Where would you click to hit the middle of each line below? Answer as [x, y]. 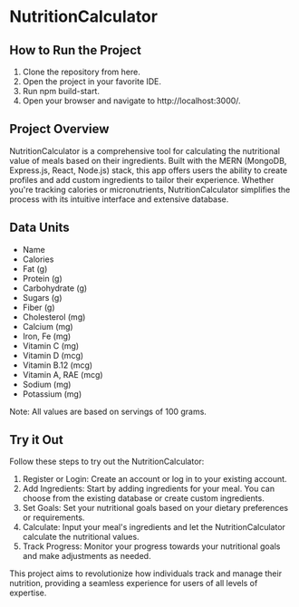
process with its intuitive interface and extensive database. [119, 199]
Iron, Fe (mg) [47, 336]
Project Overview [59, 129]
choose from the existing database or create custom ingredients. [143, 498]
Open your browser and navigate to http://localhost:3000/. [132, 101]
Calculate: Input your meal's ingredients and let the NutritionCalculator [154, 527]
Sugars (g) [42, 297]
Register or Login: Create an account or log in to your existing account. [154, 479]
